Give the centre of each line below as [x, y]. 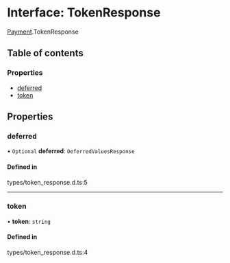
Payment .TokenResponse [43, 32]
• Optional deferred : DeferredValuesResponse [71, 151]
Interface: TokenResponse [84, 13]
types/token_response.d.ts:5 [47, 182]
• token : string [29, 221]
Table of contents [45, 53]
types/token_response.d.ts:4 [48, 253]
